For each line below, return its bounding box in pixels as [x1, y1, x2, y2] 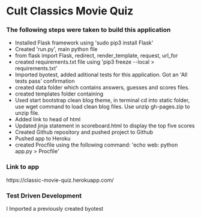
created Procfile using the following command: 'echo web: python [14, 141, 178, 148]
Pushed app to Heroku [14, 135, 71, 142]
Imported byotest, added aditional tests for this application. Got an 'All [14, 71, 188, 79]
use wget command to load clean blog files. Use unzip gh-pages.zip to [14, 103, 190, 111]
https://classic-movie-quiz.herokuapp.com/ [6, 176, 114, 184]
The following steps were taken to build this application [6, 26, 171, 34]
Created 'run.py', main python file [14, 46, 98, 53]
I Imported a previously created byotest [6, 205, 104, 213]
